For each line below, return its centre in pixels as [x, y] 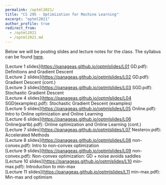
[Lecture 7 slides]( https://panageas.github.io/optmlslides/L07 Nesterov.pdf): [83, 129]
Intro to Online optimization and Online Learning [54, 114]
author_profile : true [28, 24]
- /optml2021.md [26, 38]
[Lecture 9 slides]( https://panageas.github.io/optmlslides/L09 [68, 151]
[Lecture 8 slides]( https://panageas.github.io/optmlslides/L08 [68, 140]
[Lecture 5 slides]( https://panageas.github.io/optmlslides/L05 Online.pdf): [81, 108]
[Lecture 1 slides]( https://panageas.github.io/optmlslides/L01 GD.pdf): [77, 66]
